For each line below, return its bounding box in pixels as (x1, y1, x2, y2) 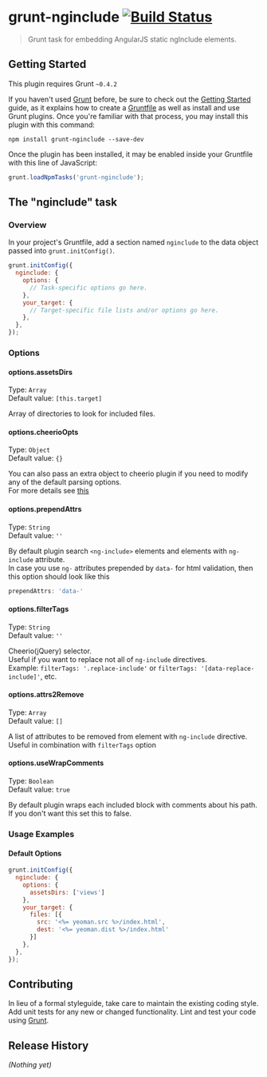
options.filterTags (8, 604, 69, 614)
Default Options (8, 848, 62, 858)
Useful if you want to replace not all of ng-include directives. (8, 654, 207, 664)
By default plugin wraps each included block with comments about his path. (8, 800, 257, 810)
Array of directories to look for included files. (8, 409, 155, 419)
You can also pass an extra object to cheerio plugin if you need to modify (8, 469, 249, 479)
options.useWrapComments (8, 758, 104, 768)
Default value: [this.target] (8, 393, 103, 403)
